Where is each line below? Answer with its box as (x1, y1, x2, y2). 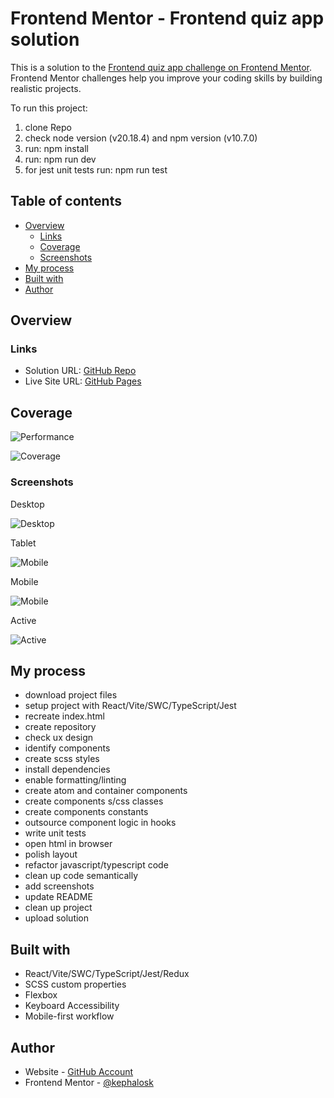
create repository (24, 721, 97, 733)
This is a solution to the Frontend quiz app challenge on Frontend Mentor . (10, 61, 313, 73)
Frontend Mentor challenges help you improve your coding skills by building (10, 72, 323, 84)
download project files (24, 689, 118, 701)
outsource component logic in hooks (24, 817, 177, 829)
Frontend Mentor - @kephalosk (24, 1076, 154, 1088)
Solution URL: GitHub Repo (24, 365, 137, 377)
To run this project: (10, 102, 88, 114)
